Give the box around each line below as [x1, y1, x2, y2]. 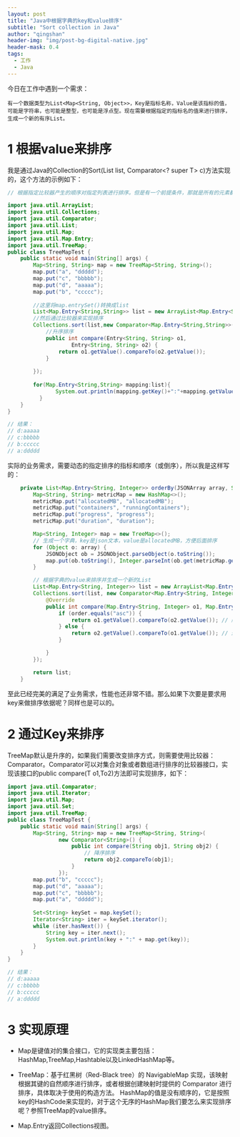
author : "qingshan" [7, 30, 66, 38]
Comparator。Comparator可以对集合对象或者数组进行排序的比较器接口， [7, 760, 222, 768]
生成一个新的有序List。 [7, 115, 69, 122]
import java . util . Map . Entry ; [7, 235, 94, 242]
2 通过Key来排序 [7, 726, 105, 742]
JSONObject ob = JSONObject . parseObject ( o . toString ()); [45, 550, 216, 557]
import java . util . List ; [7, 222, 79, 229]
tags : [7, 51, 24, 58]
